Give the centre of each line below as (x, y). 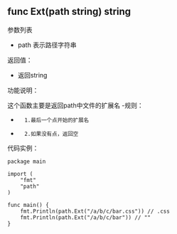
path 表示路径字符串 (47, 45)
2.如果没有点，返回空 (52, 134)
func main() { (28, 205)
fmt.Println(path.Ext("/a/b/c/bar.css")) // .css (95, 211)
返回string (32, 75)
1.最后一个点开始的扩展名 (57, 120)
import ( (20, 174)
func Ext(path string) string (69, 12)
